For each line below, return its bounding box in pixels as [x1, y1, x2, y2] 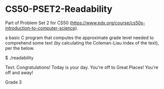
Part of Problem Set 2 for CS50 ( [5, 20, 72, 26]
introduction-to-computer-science [5, 25, 76, 31]
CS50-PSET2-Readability [5, 3, 113, 15]
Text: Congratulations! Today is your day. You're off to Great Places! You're [5, 64, 159, 70]
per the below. [5, 45, 35, 51]
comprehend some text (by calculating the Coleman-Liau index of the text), [5, 40, 159, 45]
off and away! [5, 69, 33, 75]
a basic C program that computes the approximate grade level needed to [5, 35, 154, 41]
